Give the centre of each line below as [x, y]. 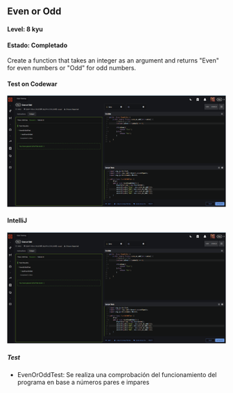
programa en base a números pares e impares [83, 382]
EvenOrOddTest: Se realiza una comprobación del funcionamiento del [117, 374]
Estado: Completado [37, 45]
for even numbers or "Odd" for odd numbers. [72, 68]
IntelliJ [17, 220]
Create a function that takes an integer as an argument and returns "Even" [113, 61]
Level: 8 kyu [25, 29]
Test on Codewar [32, 83]
